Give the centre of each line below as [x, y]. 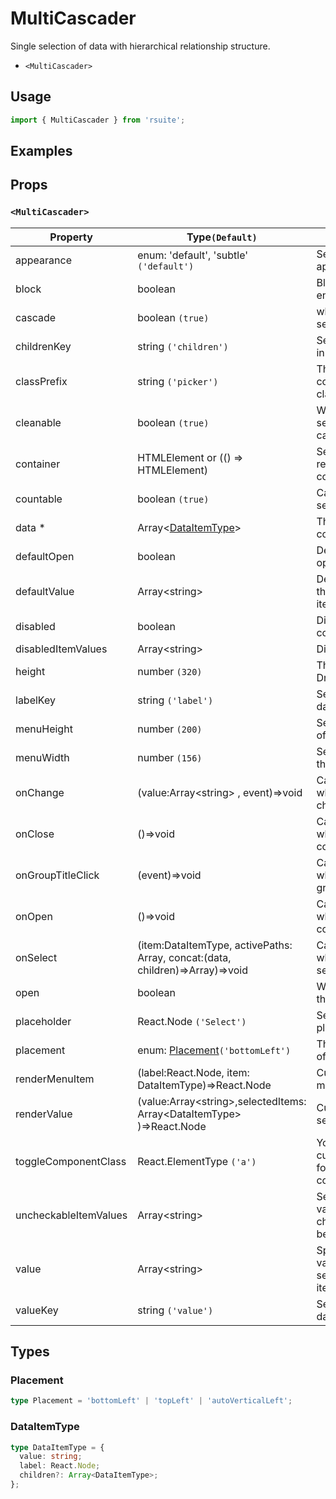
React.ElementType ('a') [197, 1161]
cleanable [38, 422]
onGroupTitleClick [57, 875]
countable [39, 499]
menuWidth [42, 757]
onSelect [36, 957]
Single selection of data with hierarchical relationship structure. [140, 46]
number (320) [170, 671]
